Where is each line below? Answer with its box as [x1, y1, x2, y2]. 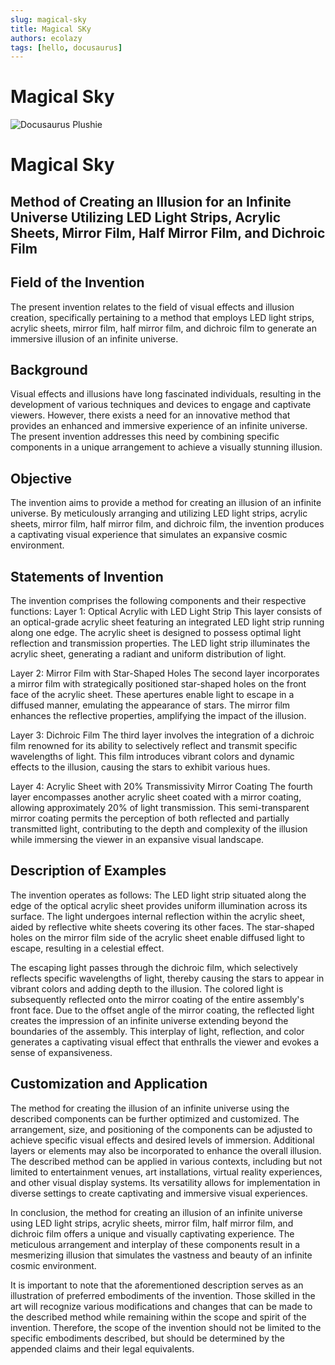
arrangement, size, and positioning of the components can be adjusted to [10, 1123, 313, 1135]
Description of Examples [10, 862, 167, 880]
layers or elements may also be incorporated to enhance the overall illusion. [10, 1144, 322, 1156]
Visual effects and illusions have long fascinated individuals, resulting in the [10, 388, 322, 400]
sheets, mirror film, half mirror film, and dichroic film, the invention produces [10, 518, 325, 530]
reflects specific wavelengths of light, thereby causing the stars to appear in [10, 972, 325, 984]
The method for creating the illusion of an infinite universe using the [10, 1102, 290, 1114]
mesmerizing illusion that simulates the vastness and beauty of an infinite [10, 1249, 313, 1261]
